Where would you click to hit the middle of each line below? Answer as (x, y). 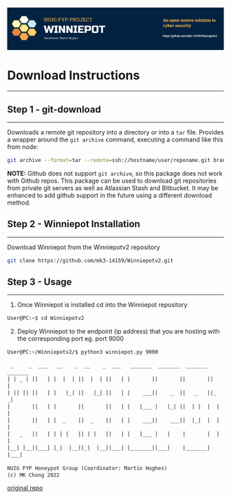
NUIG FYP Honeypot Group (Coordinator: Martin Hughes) (87, 468)
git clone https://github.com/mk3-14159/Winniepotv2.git (90, 260)
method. (19, 202)
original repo (25, 488)
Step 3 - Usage (40, 282)
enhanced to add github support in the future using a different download (110, 195)
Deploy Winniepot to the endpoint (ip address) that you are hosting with (118, 332)
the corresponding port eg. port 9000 (70, 339)
